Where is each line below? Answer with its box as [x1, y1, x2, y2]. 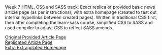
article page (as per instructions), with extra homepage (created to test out [5, 9, 157, 15]
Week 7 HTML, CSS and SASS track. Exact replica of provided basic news [5, 4, 155, 10]
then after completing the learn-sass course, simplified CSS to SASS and [5, 19, 153, 25]
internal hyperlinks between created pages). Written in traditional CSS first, [5, 15, 158, 20]
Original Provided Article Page [5, 34, 66, 40]
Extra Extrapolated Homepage [5, 45, 66, 50]
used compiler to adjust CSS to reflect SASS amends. [5, 25, 113, 31]
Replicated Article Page [5, 39, 53, 45]
